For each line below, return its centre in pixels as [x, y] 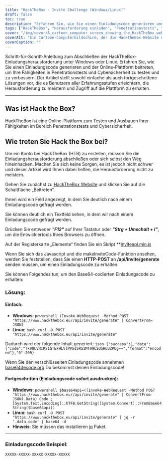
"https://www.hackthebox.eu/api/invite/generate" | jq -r [74, 417]
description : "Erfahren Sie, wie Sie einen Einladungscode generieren [80, 24]
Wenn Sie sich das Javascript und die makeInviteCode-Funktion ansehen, [81, 254]
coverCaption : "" [23, 42]
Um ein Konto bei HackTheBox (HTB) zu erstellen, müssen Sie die [72, 154]
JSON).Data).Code [30, 399]
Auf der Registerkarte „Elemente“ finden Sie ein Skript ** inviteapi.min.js [78, 244]
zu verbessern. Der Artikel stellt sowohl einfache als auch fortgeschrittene [81, 77]
